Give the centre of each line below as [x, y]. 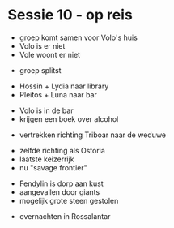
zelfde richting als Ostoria [62, 150]
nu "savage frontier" [53, 167]
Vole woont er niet [50, 54]
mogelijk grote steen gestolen [69, 200]
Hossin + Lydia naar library [64, 86]
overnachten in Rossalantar [65, 216]
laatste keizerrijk [47, 159]
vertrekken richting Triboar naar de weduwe [93, 135]
